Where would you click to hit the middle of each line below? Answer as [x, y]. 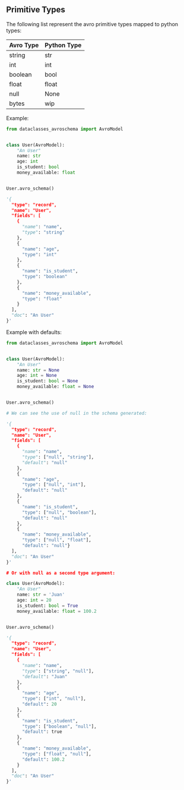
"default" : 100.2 [43, 759]
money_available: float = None [55, 387]
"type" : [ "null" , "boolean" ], [59, 512]
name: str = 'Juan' [41, 595]
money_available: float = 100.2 [57, 611]
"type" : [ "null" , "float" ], [57, 540]
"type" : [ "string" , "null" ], [58, 671]
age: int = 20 [34, 600]
